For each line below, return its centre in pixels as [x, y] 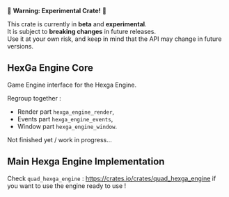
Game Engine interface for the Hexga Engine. [72, 85]
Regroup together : [34, 98]
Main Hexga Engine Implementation [86, 162]
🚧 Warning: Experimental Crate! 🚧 [57, 11]
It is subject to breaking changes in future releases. [82, 32]
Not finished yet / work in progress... [60, 139]
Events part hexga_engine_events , [65, 119]
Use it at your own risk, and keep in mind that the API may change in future [114, 39]
